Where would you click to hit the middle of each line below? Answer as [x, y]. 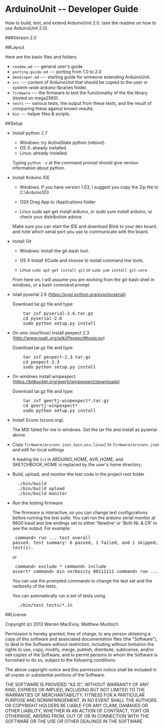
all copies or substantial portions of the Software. [55, 675]
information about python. [39, 168]
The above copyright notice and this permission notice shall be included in [81, 670]
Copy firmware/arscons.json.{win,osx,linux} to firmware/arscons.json [86, 444]
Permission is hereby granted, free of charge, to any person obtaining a [78, 633]
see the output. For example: [41, 528]
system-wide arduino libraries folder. [50, 87]
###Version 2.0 [21, 38]
